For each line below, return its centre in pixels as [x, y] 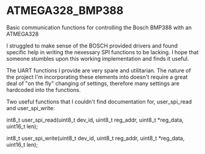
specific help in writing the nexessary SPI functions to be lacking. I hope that [103, 52]
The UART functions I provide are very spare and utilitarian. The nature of [99, 70]
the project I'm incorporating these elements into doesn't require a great [97, 77]
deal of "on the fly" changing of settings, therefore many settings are [93, 83]
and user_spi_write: [31, 108]
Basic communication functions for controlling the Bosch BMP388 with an [99, 27]
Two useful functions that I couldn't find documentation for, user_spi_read [99, 102]
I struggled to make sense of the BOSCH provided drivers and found [92, 46]
